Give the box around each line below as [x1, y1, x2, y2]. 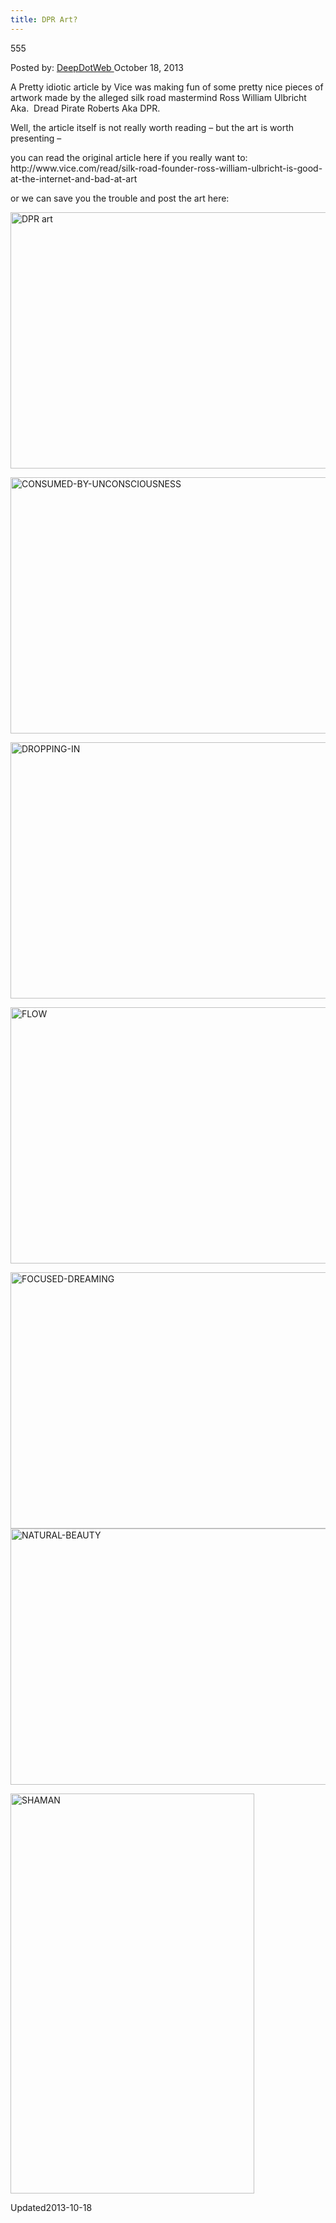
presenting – [10, 132, 62, 144]
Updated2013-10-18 [10, 2201, 93, 2213]
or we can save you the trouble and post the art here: [10, 192, 230, 204]
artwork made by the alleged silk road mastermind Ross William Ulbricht [10, 91, 307, 103]
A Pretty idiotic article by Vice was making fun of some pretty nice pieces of [10, 81, 324, 93]
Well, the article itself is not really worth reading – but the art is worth [10, 121, 295, 133]
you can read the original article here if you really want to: [10, 151, 248, 163]
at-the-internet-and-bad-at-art [10, 172, 138, 185]
